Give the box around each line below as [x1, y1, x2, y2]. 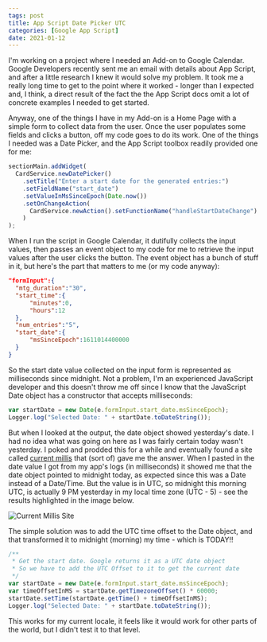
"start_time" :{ [15, 291, 66, 299]
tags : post [8, 11, 44, 20]
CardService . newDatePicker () [15, 170, 112, 178]
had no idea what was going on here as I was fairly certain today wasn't [8, 436, 244, 446]
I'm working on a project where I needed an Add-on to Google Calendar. [8, 56, 245, 65]
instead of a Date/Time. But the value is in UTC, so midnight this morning [8, 478, 247, 488]
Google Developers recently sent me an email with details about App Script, [8, 64, 256, 74]
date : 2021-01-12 [8, 33, 66, 42]
